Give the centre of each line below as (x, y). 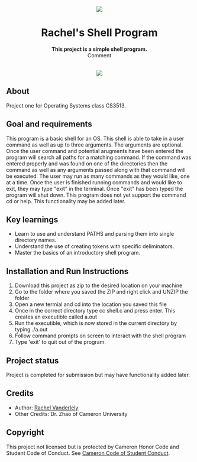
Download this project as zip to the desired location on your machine (98, 285)
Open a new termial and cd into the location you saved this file (91, 304)
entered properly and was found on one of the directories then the (87, 163)
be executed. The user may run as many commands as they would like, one (98, 176)
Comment (99, 55)
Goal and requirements (49, 124)
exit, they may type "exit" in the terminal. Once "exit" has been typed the (95, 188)
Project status (33, 361)
